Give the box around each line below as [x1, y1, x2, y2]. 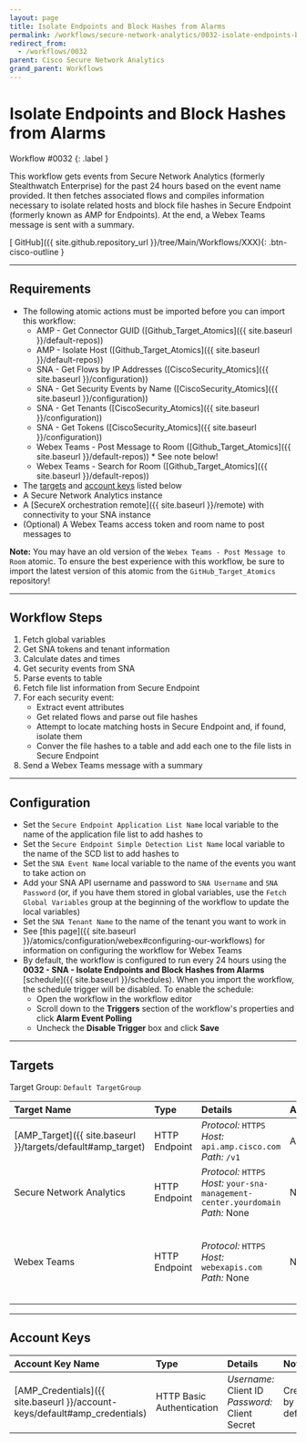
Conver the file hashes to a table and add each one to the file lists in [36, 740, 291, 752]
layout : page [9, 13, 59, 23]
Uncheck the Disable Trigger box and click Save [36, 1023, 220, 1034]
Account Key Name [14, 1357, 100, 1370]
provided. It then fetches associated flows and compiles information [9, 190, 265, 201]
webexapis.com [201, 1263, 262, 1273]
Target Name [14, 1104, 72, 1117]
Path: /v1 [201, 1150, 240, 1163]
